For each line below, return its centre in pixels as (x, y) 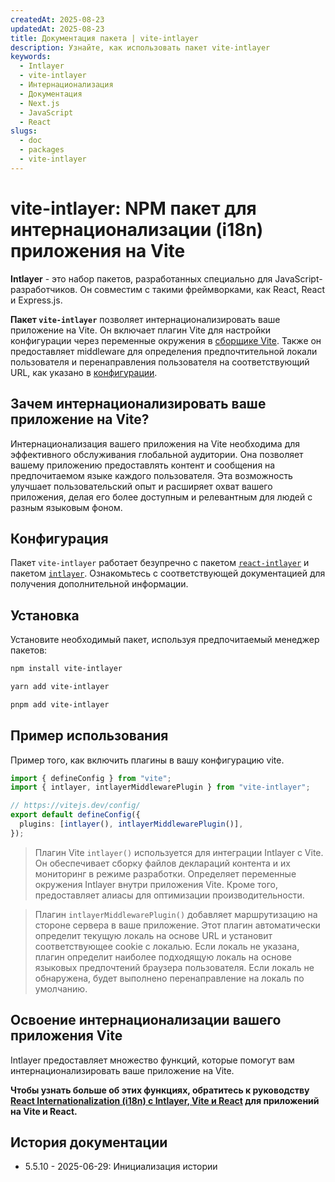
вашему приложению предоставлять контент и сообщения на (143, 465)
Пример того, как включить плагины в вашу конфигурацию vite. (147, 760)
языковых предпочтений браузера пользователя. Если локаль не (174, 967)
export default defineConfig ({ (75, 815)
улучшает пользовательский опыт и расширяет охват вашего (141, 486)
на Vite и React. (44, 1111)
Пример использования (89, 736)
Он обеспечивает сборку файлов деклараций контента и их (162, 863)
